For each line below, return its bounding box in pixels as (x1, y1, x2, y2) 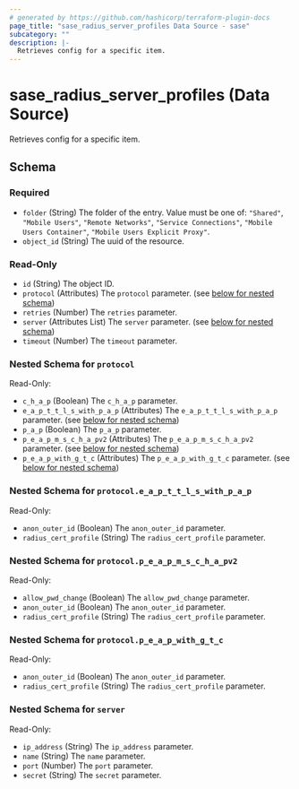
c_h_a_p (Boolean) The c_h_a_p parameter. (21, 395, 178, 406)
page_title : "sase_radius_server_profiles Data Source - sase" (9, 22, 251, 30)
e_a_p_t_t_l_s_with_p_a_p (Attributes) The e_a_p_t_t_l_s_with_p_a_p (21, 405, 278, 416)
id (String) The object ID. (21, 279, 115, 290)
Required (9, 186, 50, 199)
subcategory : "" (9, 30, 70, 39)
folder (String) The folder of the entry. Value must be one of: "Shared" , (21, 207, 284, 218)
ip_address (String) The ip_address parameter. (21, 741, 194, 751)
